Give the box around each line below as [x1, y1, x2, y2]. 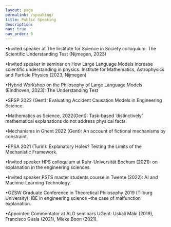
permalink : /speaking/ [5, 12, 54, 17]
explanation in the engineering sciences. [5, 164, 91, 170]
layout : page [5, 7, 33, 13]
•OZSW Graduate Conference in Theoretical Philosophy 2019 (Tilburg [5, 190, 153, 196]
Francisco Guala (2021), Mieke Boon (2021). [5, 216, 98, 222]
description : [5, 22, 33, 27]
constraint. [5, 134, 28, 139]
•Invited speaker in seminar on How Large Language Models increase [5, 61, 153, 67]
